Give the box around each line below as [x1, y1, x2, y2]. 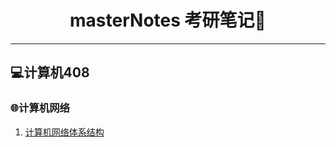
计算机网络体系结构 [24, 126, 105, 138]
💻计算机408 [10, 64, 90, 81]
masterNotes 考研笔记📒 [69, 9, 267, 32]
